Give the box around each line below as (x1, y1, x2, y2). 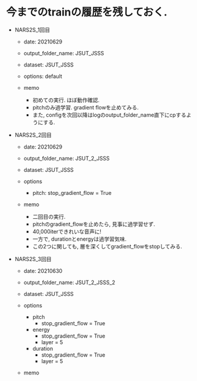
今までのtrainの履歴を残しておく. (6, 5, 168, 19)
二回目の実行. (32, 213, 66, 220)
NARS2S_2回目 (14, 131, 52, 138)
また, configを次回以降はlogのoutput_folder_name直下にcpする (32, 111, 187, 118)
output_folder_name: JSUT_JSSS (23, 49, 104, 56)
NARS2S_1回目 (14, 26, 50, 33)
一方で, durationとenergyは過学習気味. (32, 235, 127, 243)
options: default (23, 73, 62, 80)
